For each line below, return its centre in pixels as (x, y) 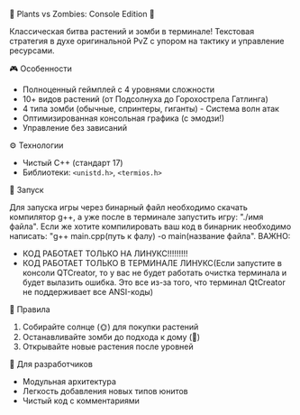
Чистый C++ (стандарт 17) (73, 163)
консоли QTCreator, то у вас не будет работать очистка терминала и (155, 272)
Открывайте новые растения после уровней (108, 346)
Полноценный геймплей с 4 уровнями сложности (118, 89)
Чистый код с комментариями (81, 401)
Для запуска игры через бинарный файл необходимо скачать (128, 207)
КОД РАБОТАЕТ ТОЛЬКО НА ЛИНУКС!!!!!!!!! (105, 254)
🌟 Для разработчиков (51, 364)
